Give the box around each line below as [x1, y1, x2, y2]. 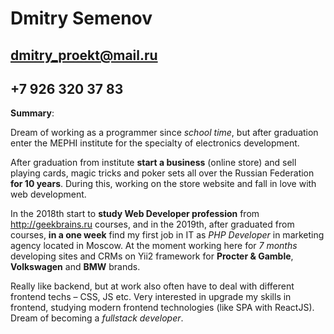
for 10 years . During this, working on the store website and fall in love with [10, 178, 317, 190]
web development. [10, 188, 87, 201]
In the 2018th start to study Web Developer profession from [10, 208, 260, 220]
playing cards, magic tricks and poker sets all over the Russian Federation [10, 167, 315, 179]
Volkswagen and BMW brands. [10, 261, 141, 273]
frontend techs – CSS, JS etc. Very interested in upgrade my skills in [10, 291, 292, 303]
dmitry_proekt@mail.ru [10, 47, 158, 64]
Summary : [10, 107, 55, 119]
